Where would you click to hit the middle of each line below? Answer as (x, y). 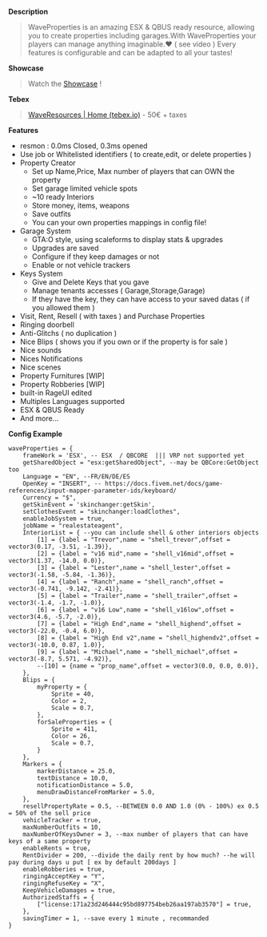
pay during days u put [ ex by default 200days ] (93, 862)
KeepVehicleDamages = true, (69, 891)
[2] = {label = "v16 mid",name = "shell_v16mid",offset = (135, 554)
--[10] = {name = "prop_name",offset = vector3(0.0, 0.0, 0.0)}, (148, 666)
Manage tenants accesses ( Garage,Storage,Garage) (118, 291)
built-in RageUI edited (56, 393)
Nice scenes (40, 367)
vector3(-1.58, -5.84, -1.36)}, (62, 575)
